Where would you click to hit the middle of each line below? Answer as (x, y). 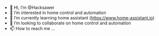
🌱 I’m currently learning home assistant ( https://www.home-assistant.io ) (82, 18)
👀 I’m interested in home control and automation (58, 13)
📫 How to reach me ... (32, 28)
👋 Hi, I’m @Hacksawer (32, 8)
